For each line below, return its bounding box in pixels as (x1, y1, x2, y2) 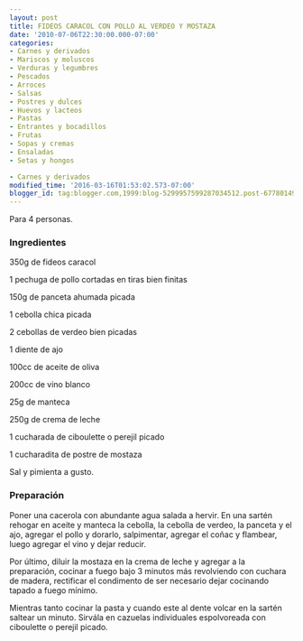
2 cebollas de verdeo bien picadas (9, 327, 138, 338)
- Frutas (9, 131, 42, 140)
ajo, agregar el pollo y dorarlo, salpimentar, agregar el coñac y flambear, (9, 529, 278, 540)
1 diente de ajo (9, 344, 63, 355)
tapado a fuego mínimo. (9, 584, 98, 596)
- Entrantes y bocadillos (9, 123, 106, 132)
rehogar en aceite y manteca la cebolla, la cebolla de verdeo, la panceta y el (9, 519, 292, 530)
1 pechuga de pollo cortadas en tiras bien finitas (9, 274, 188, 285)
